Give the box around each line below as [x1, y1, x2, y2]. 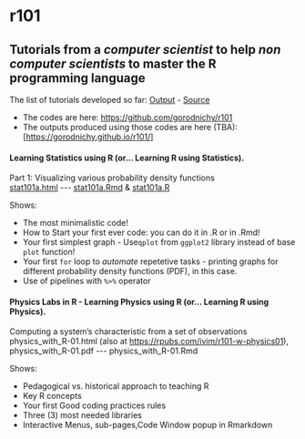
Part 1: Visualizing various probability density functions [9, 172, 216, 183]
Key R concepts [22, 391, 82, 402]
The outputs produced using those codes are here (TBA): [22, 122, 239, 132]
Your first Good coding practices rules [22, 400, 167, 411]
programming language [9, 70, 146, 86]
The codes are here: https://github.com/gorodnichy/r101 [22, 112, 233, 123]
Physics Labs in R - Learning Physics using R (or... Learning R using [9, 296, 269, 307]
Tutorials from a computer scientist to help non [9, 42, 281, 57]
